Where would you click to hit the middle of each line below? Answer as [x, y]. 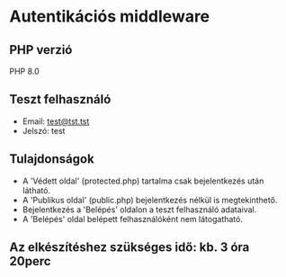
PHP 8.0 [25, 71]
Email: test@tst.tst [56, 121]
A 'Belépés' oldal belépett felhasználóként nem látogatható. [132, 219]
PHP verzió [41, 50]
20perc [30, 261]
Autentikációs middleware [110, 17]
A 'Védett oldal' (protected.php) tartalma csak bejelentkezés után [143, 181]
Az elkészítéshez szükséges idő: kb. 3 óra [130, 248]
